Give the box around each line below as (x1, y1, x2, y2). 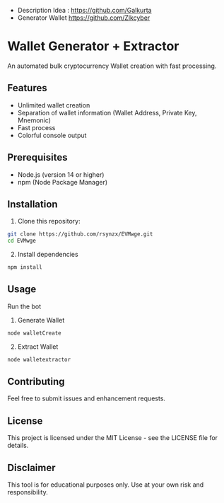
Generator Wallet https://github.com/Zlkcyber (17, 13, 151, 22)
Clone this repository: (17, 217, 81, 226)
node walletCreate (7, 329, 61, 337)
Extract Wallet (17, 342, 59, 351)
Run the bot (7, 302, 42, 311)
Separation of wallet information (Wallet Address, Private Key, (17, 108, 197, 117)
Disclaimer (7, 461, 56, 473)
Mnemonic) (17, 116, 52, 125)
